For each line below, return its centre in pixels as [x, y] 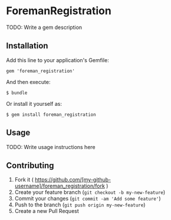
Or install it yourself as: [34, 103]
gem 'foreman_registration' [41, 71]
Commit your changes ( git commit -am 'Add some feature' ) [88, 199]
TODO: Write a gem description [44, 27]
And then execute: [28, 82]
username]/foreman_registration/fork [60, 186]
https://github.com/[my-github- [73, 180]
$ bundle [17, 93]
